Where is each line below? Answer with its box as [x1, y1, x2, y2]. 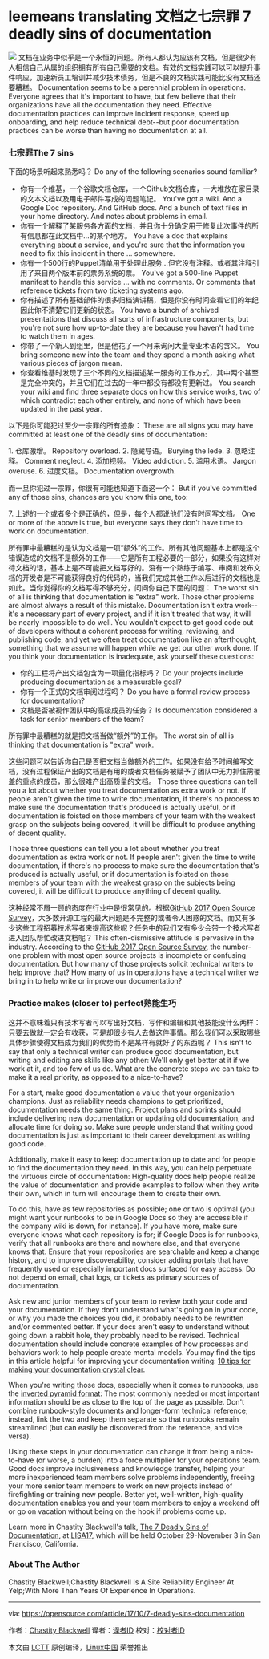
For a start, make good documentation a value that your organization [8, 1088, 235, 1097]
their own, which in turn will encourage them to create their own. [8, 1188, 222, 1198]
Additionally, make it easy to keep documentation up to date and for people [8, 1154, 256, 1164]
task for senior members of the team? [19, 715, 145, 724]
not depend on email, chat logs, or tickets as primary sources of [8, 1272, 219, 1282]
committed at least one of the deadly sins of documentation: [8, 430, 207, 440]
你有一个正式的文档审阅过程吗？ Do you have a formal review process [19, 687, 251, 696]
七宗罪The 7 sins [8, 147, 74, 158]
